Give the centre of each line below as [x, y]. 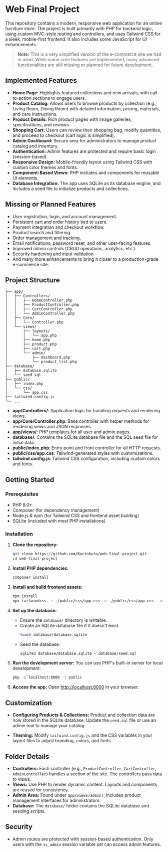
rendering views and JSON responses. [52, 427]
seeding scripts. [29, 811]
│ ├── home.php [28, 340]
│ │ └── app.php [31, 335]
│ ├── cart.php [28, 349]
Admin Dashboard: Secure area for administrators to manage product [84, 140]
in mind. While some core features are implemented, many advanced [88, 59]
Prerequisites [22, 494]
